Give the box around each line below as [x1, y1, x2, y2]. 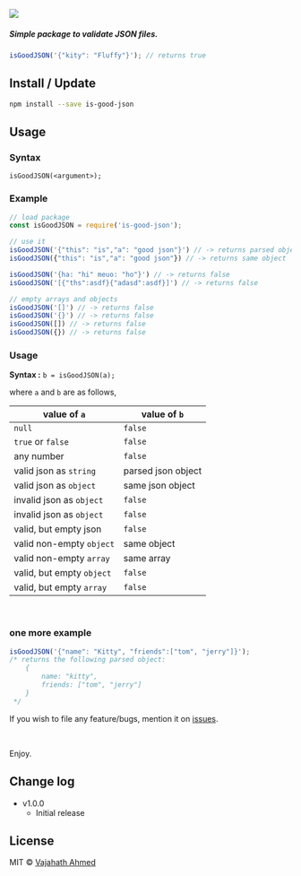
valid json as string [13, 464, 97, 477]
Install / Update [9, 76, 97, 91]
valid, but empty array [13, 581, 107, 594]
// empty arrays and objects [9, 294, 118, 304]
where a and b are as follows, [9, 386, 117, 398]
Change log [9, 774, 75, 789]
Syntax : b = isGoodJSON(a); [9, 369, 116, 380]
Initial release [35, 807, 85, 818]
